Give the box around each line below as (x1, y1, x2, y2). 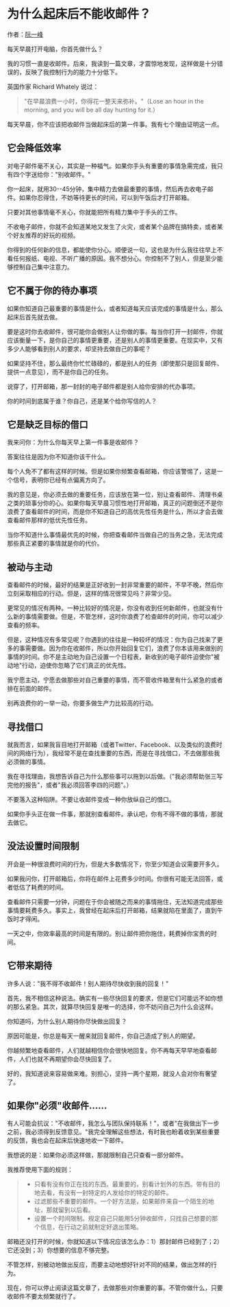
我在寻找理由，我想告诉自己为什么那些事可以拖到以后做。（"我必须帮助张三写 (7, 772, 223, 780)
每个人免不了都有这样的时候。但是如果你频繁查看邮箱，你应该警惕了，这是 (7, 467, 217, 476)
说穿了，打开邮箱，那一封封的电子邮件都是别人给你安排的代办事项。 (7, 382, 199, 391)
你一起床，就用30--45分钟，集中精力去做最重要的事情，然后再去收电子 (7, 184, 207, 193)
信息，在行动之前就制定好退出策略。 (40, 1223, 142, 1231)
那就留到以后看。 (46, 1206, 94, 1214)
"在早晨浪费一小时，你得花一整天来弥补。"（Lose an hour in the (23, 97, 204, 105)
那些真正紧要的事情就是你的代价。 (7, 539, 103, 548)
